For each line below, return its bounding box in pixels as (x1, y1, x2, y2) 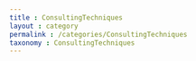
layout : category (9, 22, 79, 30)
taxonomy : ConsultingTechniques (9, 38, 135, 48)
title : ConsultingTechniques (9, 13, 124, 22)
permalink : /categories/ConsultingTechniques (9, 30, 188, 39)
